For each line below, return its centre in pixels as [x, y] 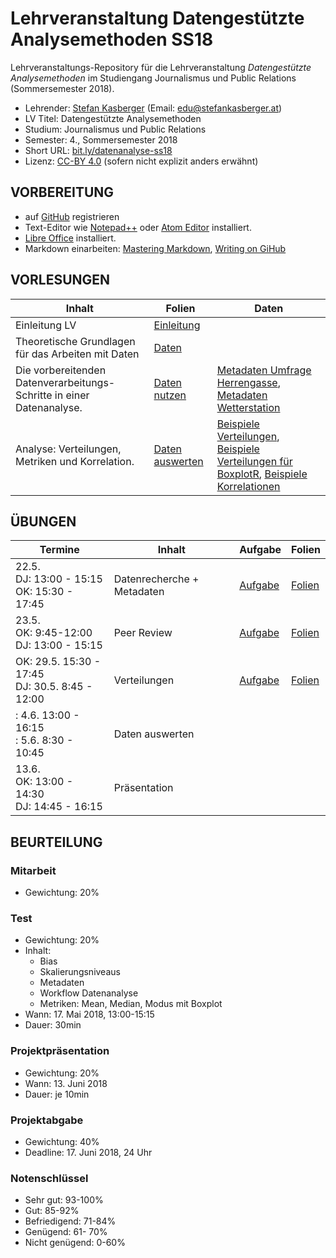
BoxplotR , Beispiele [262, 474]
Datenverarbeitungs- [65, 382]
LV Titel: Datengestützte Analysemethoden [113, 118]
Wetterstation [248, 407]
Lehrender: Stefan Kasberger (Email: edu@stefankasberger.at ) [153, 108]
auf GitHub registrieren [72, 216]
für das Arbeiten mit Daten [77, 354]
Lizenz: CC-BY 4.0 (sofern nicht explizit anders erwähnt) [141, 161]
